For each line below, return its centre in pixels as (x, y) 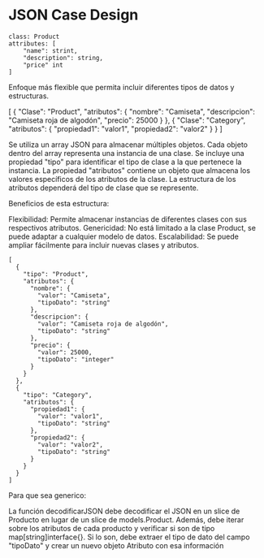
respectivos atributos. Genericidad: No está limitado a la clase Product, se (132, 227)
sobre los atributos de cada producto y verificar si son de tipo (112, 528)
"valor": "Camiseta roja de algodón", (103, 324)
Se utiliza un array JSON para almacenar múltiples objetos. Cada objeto (128, 145)
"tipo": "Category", (58, 395)
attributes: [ (32, 43)
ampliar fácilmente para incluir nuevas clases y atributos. (104, 244)
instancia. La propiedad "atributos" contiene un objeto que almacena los (129, 170)
